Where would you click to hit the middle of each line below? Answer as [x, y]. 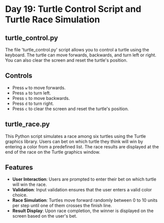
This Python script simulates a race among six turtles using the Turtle [76, 136]
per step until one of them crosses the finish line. [62, 206]
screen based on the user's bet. [45, 216]
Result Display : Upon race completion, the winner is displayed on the [83, 211]
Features [19, 167]
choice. [20, 195]
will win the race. [29, 184]
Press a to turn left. [31, 93]
